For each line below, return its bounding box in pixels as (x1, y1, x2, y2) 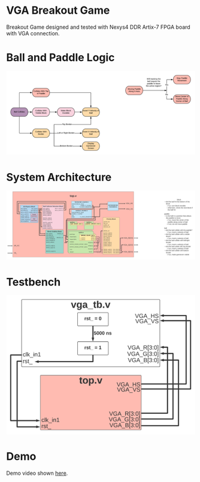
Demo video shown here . (6, 469, 68, 477)
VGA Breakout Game (6, 4, 110, 17)
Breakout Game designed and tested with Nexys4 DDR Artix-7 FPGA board (6, 23, 190, 31)
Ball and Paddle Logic (6, 51, 115, 65)
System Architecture (6, 170, 112, 184)
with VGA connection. (6, 29, 60, 37)
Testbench (6, 275, 61, 289)
